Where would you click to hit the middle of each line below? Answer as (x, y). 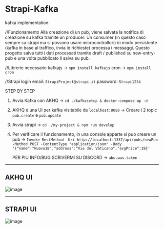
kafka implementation (27, 23)
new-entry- (144, 53)
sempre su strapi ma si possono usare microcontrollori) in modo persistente (81, 42)
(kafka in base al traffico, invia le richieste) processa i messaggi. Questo (78, 48)
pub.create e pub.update (37, 115)
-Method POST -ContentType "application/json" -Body (67, 144)
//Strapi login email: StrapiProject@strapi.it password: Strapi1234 (73, 81)
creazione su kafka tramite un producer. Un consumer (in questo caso (75, 37)
